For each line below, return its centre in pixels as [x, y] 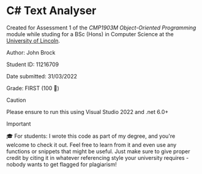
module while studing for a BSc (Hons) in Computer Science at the [90, 34]
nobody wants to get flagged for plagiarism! [62, 164]
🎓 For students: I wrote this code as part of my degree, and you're [91, 136]
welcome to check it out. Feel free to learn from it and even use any [92, 145]
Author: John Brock [31, 52]
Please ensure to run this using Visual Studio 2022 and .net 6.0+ [88, 112]
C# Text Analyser [51, 11]
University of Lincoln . [33, 40]
